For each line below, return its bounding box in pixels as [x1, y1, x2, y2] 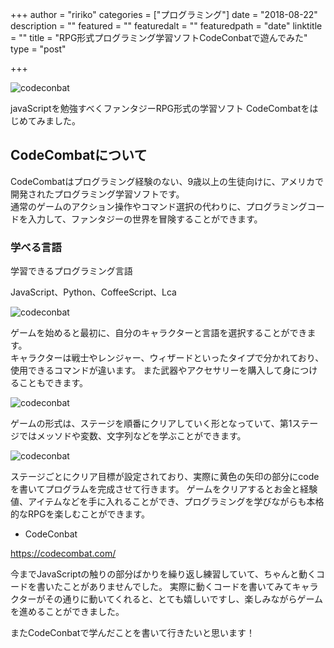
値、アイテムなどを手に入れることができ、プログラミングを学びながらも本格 [10, 496, 325, 508]
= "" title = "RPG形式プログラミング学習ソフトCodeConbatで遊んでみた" [10, 32, 308, 43]
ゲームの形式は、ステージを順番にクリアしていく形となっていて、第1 [10, 418, 293, 430]
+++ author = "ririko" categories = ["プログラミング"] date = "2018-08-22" [10, 9, 318, 20]
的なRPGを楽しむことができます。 [10, 508, 150, 520]
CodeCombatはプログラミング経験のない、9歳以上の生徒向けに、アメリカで [10, 175, 324, 187]
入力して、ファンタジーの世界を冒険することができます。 [27, 213, 263, 225]
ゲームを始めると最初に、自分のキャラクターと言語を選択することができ [10, 327, 308, 339]
